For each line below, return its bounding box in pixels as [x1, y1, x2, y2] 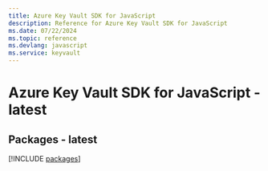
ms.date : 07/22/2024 [8, 26, 78, 35]
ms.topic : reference [8, 34, 78, 43]
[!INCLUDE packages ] [8, 154, 81, 163]
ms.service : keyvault [8, 49, 81, 57]
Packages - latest [8, 132, 98, 146]
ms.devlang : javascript [8, 42, 88, 50]
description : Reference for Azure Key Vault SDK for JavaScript [8, 19, 228, 27]
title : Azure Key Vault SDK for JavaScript [8, 11, 156, 20]
